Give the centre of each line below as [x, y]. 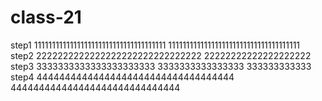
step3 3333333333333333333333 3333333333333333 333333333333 [161, 66]
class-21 [46, 17]
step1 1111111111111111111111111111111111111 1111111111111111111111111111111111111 [155, 45]
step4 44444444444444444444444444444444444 [122, 77]
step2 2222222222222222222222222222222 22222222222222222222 [161, 55]
